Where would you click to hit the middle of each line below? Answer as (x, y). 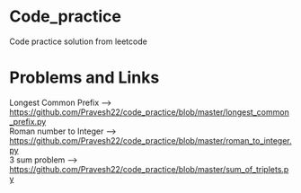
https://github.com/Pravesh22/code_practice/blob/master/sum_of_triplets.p (149, 169)
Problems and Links (84, 78)
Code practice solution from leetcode (79, 41)
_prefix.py (28, 121)
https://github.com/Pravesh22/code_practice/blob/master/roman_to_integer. (150, 140)
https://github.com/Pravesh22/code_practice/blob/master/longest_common (149, 112)
